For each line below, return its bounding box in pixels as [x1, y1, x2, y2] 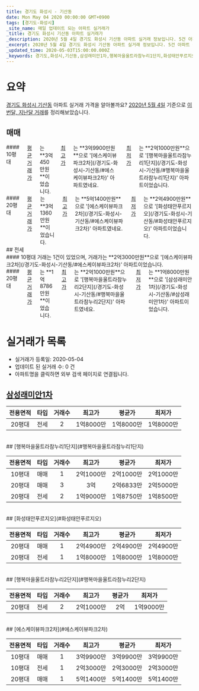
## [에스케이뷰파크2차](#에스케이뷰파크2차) [6, 626, 108, 633]
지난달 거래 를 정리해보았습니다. [18, 108, 90, 116]
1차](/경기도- [148, 283, 178, 291]
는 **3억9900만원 [73, 144, 115, 152]
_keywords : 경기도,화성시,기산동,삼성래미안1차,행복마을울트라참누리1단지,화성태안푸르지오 [6, 53, 196, 59]
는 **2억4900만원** [143, 195, 191, 203]
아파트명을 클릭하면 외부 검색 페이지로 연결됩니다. [14, 371, 129, 378]
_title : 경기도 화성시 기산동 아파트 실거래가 [6, 31, 103, 37]
